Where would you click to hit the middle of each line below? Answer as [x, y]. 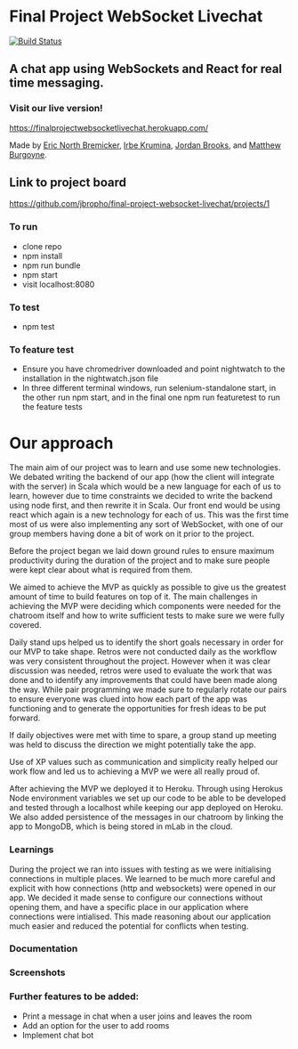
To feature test [41, 349]
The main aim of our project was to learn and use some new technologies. [145, 468]
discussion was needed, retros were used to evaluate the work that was [141, 671]
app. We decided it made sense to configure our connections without [136, 898]
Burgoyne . [28, 154]
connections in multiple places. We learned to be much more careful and [142, 878]
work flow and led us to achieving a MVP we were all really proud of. [135, 771]
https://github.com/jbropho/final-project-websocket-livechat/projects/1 [139, 204]
